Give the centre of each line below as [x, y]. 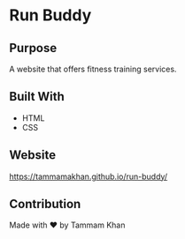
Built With [37, 97]
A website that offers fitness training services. [93, 69]
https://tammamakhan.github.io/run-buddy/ [89, 176]
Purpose [33, 48]
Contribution [45, 204]
